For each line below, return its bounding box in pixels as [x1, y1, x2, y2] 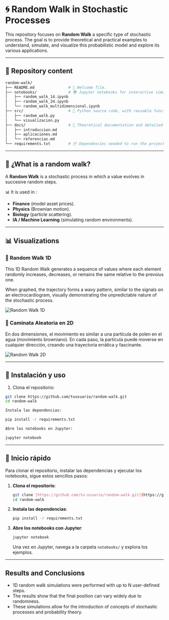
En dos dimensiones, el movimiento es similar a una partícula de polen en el [5, 331, 162, 337]
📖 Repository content [5, 67, 73, 75]
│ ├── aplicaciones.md [5, 132, 57, 137]
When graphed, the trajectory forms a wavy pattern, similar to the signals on [5, 287, 163, 293]
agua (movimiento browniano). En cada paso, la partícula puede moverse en [5, 336, 163, 342]
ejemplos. [12, 549, 33, 555]
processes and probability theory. [12, 609, 83, 615]
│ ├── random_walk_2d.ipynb [5, 99, 69, 104]
